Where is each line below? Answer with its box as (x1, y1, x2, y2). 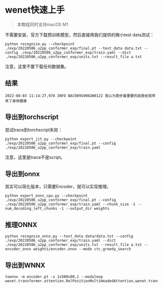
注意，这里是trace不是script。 (5, 154, 65, 160)
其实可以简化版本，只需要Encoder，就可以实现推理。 (5, 184, 112, 190)
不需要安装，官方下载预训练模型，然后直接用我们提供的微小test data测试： (5, 32, 154, 38)
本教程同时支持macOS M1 (16, 21, 68, 27)
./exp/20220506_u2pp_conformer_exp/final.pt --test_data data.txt (5, 46, 142, 51)
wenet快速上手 (5, 4, 65, 16)
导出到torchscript (5, 113, 59, 121)
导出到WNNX (5, 261, 46, 269)
